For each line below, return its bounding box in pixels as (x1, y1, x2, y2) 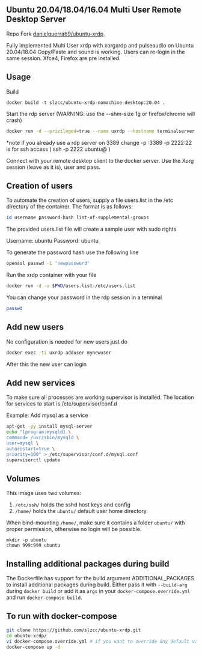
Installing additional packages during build (6, 559, 170, 569)
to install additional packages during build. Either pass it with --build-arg (6, 581, 188, 588)
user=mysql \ (6, 440, 39, 446)
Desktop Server (6, 14, 66, 25)
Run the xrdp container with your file (6, 272, 97, 279)
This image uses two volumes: (6, 490, 82, 497)
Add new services (6, 378, 75, 388)
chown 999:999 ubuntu (6, 542, 61, 548)
